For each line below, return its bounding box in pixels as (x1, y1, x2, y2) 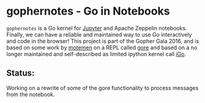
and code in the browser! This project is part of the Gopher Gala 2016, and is (6, 37, 199, 44)
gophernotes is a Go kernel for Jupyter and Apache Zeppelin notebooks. (6, 24, 187, 32)
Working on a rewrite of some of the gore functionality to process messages (6, 84, 199, 91)
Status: (6, 68, 35, 79)
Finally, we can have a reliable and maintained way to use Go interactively (6, 30, 192, 38)
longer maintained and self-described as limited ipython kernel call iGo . (6, 50, 187, 57)
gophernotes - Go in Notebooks (6, 4, 170, 18)
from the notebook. (6, 90, 55, 98)
